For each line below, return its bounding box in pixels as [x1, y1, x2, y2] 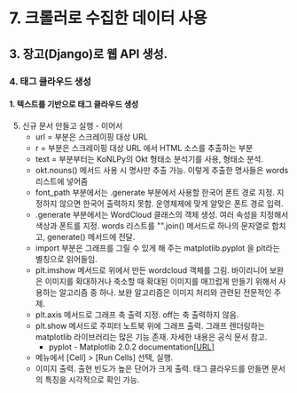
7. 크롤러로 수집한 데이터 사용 [9, 8, 207, 28]
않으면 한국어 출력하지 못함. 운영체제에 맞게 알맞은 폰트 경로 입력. [59, 197, 284, 209]
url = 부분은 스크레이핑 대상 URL [35, 131, 148, 142]
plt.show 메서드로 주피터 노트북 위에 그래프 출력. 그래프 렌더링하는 [35, 320, 266, 331]
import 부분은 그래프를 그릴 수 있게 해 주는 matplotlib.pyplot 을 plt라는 [35, 242, 281, 253]
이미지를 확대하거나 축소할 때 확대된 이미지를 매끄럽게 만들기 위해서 [44, 276, 277, 286]
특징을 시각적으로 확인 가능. [44, 374, 140, 385]
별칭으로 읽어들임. [35, 253, 98, 264]
